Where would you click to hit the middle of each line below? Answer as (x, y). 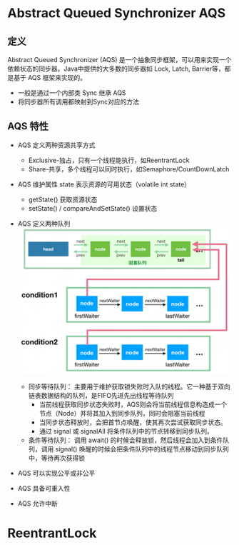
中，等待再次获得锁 (57, 458)
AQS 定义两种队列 (44, 224)
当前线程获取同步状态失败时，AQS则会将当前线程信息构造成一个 (133, 404)
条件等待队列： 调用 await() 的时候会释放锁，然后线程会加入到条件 (126, 440)
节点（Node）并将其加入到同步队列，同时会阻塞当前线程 (122, 414)
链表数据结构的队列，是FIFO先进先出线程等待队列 (101, 396)
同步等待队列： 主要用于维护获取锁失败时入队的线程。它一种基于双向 (129, 386)
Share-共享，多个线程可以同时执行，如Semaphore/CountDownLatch (129, 169)
